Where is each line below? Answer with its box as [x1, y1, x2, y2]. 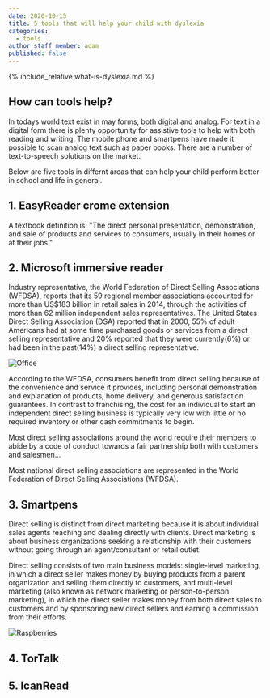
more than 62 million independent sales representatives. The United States [8, 309, 257, 318]
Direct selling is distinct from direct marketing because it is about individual [8, 519, 259, 529]
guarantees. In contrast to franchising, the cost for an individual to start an [8, 400, 256, 410]
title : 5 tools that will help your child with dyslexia [8, 19, 205, 28]
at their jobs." [8, 237, 53, 247]
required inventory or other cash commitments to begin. [8, 417, 195, 427]
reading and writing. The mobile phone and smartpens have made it [8, 134, 234, 143]
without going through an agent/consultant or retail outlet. [8, 545, 201, 555]
